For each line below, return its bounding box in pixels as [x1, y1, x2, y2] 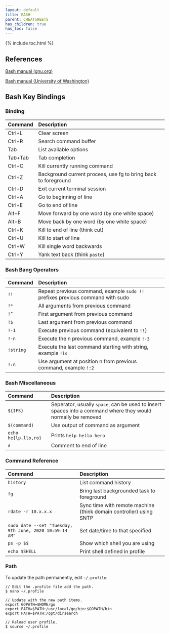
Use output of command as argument [51, 422, 140, 429]
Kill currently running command [38, 162, 113, 170]
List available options [38, 146, 89, 153]
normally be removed [51, 413, 102, 420]
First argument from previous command [38, 310, 133, 317]
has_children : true [5, 21, 47, 27]
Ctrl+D [8, 185, 24, 192]
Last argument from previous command [38, 318, 133, 325]
